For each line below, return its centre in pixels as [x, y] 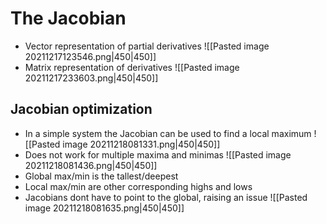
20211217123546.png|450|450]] [90, 56]
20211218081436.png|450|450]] [91, 165]
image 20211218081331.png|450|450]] [141, 144]
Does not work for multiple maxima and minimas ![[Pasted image [158, 154]
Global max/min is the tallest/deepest [101, 176]
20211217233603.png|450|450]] [91, 78]
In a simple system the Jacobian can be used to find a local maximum [168, 133]
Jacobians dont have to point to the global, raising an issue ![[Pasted [166, 197]
